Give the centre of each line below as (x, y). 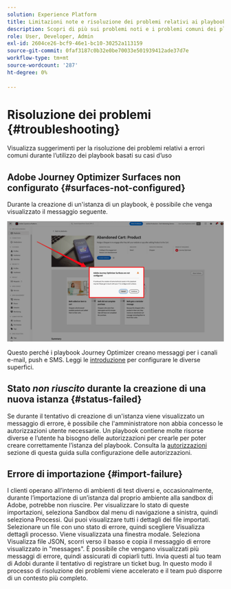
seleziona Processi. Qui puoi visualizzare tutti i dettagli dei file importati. (109, 520)
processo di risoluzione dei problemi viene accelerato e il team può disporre (115, 571)
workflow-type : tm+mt (38, 58)
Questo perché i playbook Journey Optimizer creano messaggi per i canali (112, 352)
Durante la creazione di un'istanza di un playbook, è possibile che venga (110, 204)
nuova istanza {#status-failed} (75, 400)
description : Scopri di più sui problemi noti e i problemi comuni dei (112, 29)
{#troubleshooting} (64, 129)
